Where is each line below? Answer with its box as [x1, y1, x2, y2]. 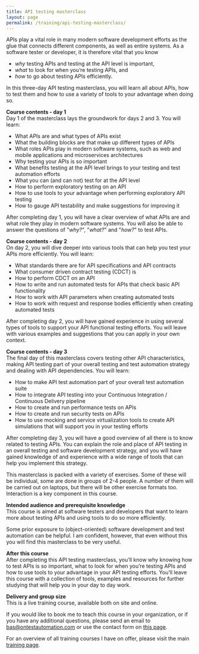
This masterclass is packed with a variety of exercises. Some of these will [6, 471, 187, 479]
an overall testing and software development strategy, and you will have [6, 447, 182, 454]
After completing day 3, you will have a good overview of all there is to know [6, 435, 193, 442]
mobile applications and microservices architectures [14, 152, 143, 159]
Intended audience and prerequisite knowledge [6, 502, 126, 509]
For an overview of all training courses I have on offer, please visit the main [6, 635, 189, 642]
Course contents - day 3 [6, 348, 67, 356]
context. [6, 337, 27, 344]
